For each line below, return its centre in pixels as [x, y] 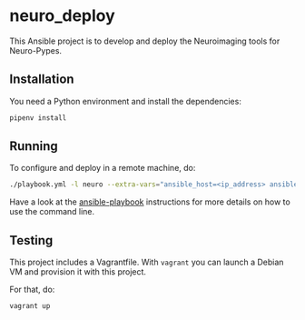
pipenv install [38, 118]
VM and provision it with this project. [78, 272]
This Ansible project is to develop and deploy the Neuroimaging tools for [145, 41]
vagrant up [30, 306]
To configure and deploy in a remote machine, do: [103, 168]
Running [34, 146]
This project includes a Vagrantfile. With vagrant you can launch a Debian [147, 262]
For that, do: [32, 290]
